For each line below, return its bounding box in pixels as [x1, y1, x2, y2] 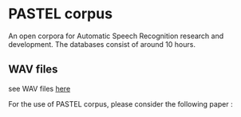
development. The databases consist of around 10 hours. [8, 39, 196, 49]
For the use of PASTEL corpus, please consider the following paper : [8, 99, 233, 108]
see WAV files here [8, 84, 71, 93]
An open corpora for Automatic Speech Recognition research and [8, 31, 224, 41]
